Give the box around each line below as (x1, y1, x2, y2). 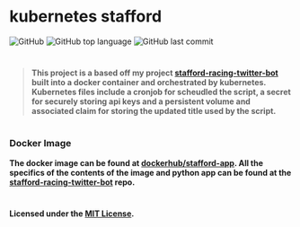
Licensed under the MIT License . (9, 208, 135, 219)
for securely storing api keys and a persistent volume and (31, 96, 251, 107)
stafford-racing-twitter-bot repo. (9, 177, 136, 188)
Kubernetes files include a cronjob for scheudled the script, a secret (31, 87, 292, 98)
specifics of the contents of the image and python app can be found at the (9, 167, 292, 178)
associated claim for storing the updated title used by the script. (31, 106, 277, 117)
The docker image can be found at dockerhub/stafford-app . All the (9, 157, 263, 168)
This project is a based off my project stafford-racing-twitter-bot (31, 67, 278, 78)
